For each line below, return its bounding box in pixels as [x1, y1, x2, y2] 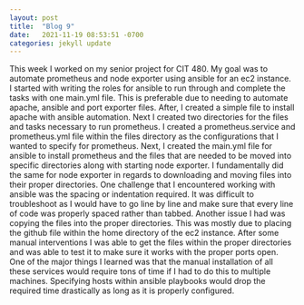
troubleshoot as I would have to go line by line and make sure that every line [9, 199, 294, 210]
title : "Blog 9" [9, 22, 75, 31]
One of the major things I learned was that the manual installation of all [9, 256, 274, 268]
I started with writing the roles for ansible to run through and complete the [9, 83, 286, 93]
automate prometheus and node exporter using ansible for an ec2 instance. [9, 74, 292, 84]
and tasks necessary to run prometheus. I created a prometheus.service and [9, 122, 296, 133]
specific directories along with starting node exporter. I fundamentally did [9, 160, 284, 171]
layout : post [9, 13, 59, 23]
